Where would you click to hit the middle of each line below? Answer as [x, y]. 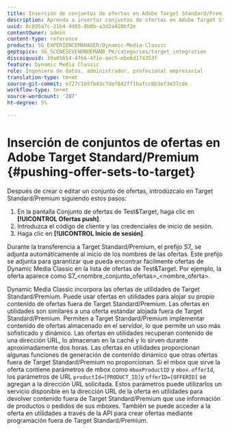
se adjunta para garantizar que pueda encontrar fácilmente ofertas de [105, 261]
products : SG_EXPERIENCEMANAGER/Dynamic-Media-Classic [87, 45]
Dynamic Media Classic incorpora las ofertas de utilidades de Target [103, 289]
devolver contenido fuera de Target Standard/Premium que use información [114, 398]
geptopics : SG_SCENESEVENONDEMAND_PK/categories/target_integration [107, 52]
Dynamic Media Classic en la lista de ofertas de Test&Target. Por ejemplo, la [114, 268]
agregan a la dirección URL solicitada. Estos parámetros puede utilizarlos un [115, 384]
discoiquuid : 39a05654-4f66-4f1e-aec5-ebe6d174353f [82, 58]
